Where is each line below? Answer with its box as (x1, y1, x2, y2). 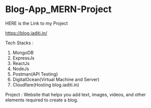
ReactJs (12, 60, 30, 66)
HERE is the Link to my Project (5, 20, 68, 26)
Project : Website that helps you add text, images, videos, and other (5, 91, 146, 97)
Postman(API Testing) (12, 71, 58, 77)
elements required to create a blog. (5, 97, 78, 103)
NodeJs (12, 66, 29, 72)
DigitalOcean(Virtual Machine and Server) (12, 76, 99, 82)
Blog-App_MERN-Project (5, 4, 112, 15)
